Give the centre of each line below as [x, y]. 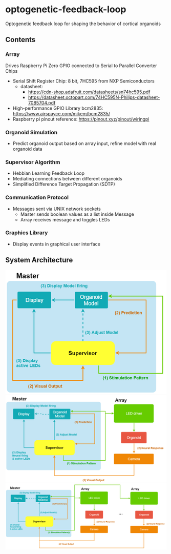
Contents [20, 40]
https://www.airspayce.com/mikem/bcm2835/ [61, 113]
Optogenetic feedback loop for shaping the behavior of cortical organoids [83, 24]
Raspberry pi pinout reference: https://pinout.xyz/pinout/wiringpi [81, 119]
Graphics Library [27, 233]
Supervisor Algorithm [33, 162]
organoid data [27, 149]
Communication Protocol [37, 197]
